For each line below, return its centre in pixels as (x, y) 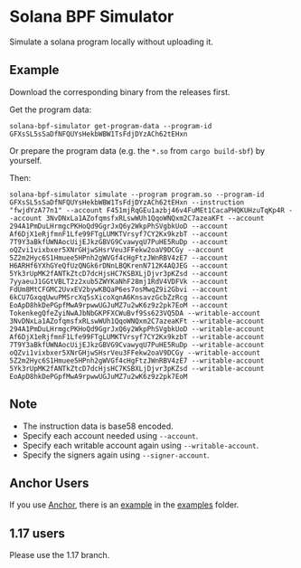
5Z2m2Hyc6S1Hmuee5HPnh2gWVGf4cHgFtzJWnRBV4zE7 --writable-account (137, 360)
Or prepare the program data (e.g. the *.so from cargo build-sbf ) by (137, 150)
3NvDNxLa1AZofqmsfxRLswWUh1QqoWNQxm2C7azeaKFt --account (155, 218)
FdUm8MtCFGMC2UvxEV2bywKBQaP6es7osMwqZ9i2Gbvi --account (119, 289)
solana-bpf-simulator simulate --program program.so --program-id (137, 194)
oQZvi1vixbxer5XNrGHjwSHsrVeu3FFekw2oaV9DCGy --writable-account (135, 353)
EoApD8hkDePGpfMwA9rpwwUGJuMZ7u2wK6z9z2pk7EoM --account (119, 305)
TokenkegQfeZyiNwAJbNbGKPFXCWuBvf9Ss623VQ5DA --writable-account (135, 313)
